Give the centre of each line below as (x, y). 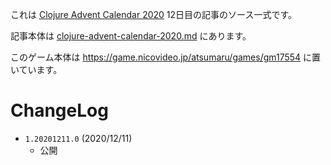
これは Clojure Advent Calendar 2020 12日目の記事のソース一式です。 (153, 14)
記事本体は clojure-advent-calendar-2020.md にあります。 (131, 36)
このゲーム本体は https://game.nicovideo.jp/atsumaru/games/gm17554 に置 (166, 57)
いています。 (36, 69)
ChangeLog (59, 110)
